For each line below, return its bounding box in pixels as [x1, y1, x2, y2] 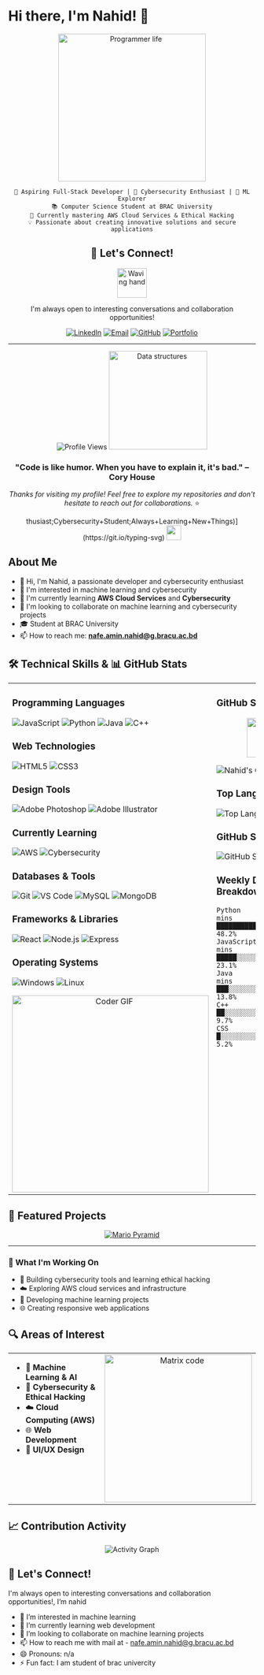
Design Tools [12, 784, 71, 795]
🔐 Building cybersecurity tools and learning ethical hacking [19, 1275, 211, 1284]
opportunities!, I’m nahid [8, 1596, 87, 1606]
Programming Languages [12, 697, 126, 709]
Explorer [117, 195, 147, 203]
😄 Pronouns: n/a [19, 1649, 75, 1658]
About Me [8, 556, 57, 569]
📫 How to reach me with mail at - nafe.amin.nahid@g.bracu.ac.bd [19, 1637, 234, 1647]
